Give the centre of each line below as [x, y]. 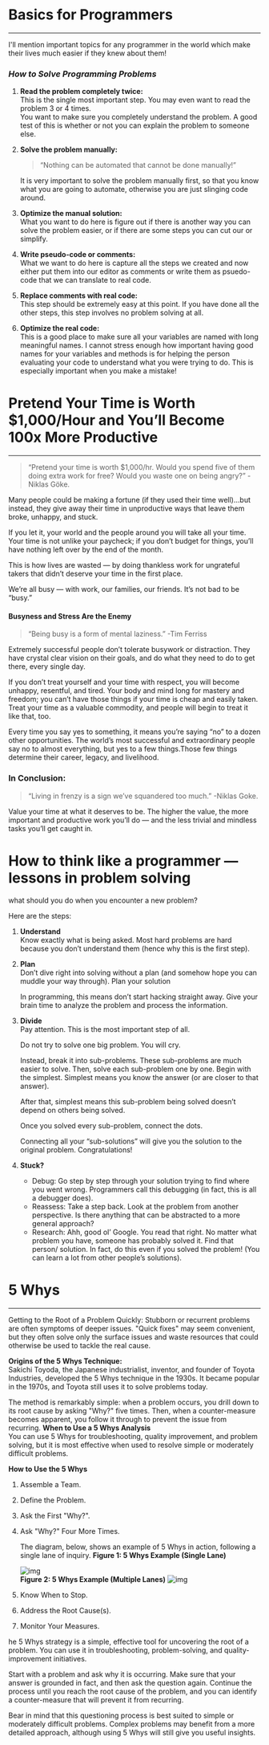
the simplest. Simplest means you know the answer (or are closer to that [139, 1077]
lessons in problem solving [100, 878]
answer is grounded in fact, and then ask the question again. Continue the [130, 1682]
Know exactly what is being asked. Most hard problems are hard [126, 940]
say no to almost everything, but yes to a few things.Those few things [123, 749]
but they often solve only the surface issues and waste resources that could [133, 1337]
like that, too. [30, 716]
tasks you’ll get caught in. [51, 828]
